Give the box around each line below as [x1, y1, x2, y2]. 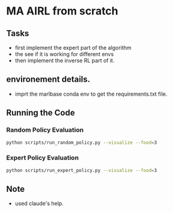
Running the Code [6, 108, 75, 118]
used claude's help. [14, 200, 64, 207]
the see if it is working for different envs [14, 51, 114, 58]
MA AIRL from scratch [6, 4, 118, 18]
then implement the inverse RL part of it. [14, 57, 115, 64]
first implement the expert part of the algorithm [14, 44, 132, 51]
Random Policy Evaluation [6, 126, 84, 134]
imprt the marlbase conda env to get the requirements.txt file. [14, 90, 168, 97]
